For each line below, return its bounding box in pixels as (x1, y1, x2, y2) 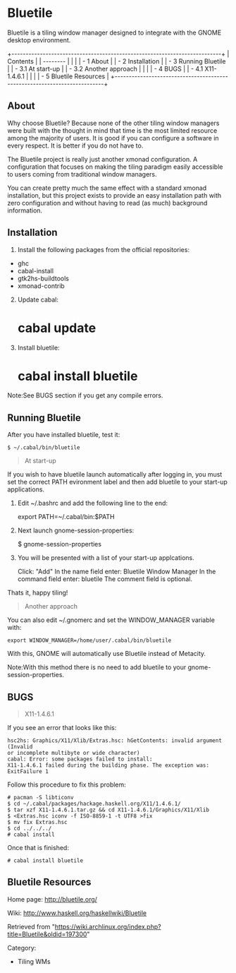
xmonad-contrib (17, 281, 65, 290)
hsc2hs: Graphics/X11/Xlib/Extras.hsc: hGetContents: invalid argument (7, 737, 222, 744)
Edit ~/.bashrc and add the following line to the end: (17, 499, 168, 508)
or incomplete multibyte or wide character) (7, 750, 140, 757)
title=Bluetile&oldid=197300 (7, 930, 87, 938)
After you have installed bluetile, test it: (7, 431, 120, 439)
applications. (7, 485, 44, 494)
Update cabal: (17, 295, 58, 304)
